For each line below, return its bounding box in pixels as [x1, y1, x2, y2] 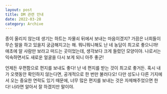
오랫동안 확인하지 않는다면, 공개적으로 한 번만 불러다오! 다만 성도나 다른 [10, 71, 149, 77]
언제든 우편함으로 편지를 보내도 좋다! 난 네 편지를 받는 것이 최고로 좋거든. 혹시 [5, 65, 156, 71]
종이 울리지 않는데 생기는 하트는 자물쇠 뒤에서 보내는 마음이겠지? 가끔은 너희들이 [5, 35, 161, 41]
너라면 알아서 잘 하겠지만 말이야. [11, 83, 74, 90]
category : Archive [5, 21, 43, 26]
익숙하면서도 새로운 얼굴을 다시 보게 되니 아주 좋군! [5, 54, 104, 60]
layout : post [5, 7, 32, 12]
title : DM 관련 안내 [5, 12, 44, 17]
